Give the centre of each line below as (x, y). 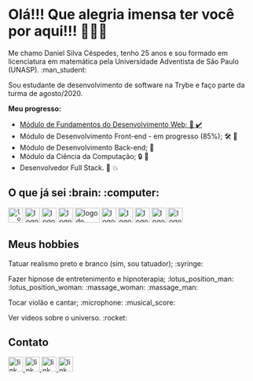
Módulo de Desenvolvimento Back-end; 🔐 (87, 147)
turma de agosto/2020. (46, 93)
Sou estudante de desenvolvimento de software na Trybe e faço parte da (126, 85)
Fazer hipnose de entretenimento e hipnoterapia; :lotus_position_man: (121, 279)
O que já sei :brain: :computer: (84, 193)
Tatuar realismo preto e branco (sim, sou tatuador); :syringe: (106, 263)
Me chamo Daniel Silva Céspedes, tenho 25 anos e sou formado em (118, 53)
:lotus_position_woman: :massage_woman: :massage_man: (103, 287)
